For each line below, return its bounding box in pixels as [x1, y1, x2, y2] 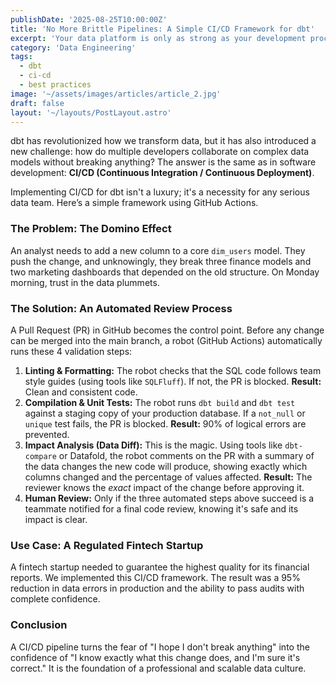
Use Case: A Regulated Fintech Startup [10, 538, 204, 552]
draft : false [10, 98, 65, 108]
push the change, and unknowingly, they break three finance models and [10, 255, 312, 267]
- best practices [19, 80, 92, 90]
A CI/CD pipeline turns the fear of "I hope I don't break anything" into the [10, 641, 310, 653]
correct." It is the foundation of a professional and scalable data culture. [10, 662, 307, 674]
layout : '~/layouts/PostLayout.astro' [10, 107, 172, 118]
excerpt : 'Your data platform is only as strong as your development [10, 33, 307, 43]
